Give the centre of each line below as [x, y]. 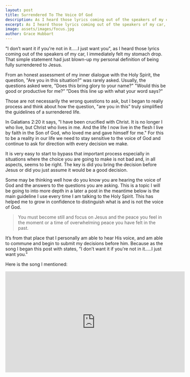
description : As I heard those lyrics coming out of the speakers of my [85, 19]
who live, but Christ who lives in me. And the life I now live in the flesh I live [85, 127]
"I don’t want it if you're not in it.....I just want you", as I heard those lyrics [82, 48]
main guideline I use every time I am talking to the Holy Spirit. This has [79, 196]
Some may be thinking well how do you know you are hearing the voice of [83, 180]
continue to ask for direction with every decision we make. [67, 144]
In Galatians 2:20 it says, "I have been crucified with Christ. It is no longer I [84, 122]
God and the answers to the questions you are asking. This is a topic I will [83, 185]
